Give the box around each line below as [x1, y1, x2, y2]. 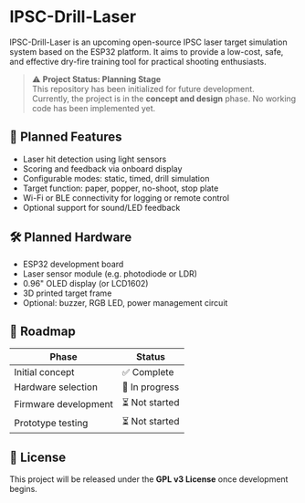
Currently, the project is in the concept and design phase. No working [31, 93, 297, 104]
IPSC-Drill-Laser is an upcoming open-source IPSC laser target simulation [9, 37, 288, 47]
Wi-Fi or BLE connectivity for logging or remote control [22, 192, 230, 203]
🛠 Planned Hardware [9, 230, 132, 246]
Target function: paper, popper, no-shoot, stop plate [22, 183, 219, 194]
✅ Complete [121, 366, 174, 379]
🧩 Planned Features [9, 130, 122, 145]
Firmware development [14, 397, 114, 410]
